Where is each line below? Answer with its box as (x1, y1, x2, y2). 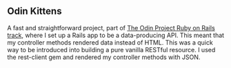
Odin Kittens (7, 5, 62, 17)
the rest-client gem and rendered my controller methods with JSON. (7, 53, 201, 61)
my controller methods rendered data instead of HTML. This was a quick (7, 38, 214, 47)
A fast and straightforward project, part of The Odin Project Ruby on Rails (7, 23, 215, 32)
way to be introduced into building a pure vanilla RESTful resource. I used (7, 45, 216, 54)
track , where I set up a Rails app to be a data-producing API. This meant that (7, 31, 225, 39)
